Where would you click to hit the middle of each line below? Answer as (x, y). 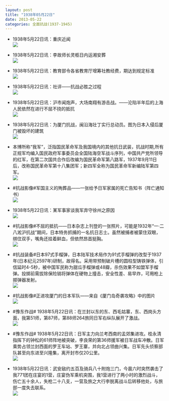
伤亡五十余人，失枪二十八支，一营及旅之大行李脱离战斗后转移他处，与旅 (88, 381)
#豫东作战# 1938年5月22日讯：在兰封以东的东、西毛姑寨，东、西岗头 (85, 312)
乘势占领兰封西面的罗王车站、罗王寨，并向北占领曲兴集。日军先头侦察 (86, 347)
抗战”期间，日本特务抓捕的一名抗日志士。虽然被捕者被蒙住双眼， (93, 232)
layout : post (19, 10)
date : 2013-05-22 (23, 19)
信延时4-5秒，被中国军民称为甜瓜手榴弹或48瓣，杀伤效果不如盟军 (81, 267)
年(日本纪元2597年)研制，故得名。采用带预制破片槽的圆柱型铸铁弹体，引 (88, 261)
